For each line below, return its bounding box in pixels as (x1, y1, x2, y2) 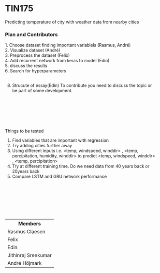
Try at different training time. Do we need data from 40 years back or (12, 163, 150, 169)
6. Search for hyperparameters (5, 68, 67, 74)
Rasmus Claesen (7, 228, 45, 235)
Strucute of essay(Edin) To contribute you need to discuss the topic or (12, 83, 152, 88)
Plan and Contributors (5, 31, 58, 38)
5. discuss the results (5, 63, 47, 68)
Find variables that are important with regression (12, 137, 109, 143)
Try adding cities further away (12, 143, 73, 149)
